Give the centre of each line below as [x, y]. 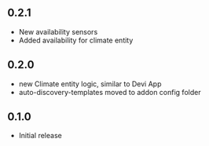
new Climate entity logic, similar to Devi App [90, 84]
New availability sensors [58, 31]
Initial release [40, 136]
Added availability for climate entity [76, 40]
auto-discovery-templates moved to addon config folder [110, 92]
